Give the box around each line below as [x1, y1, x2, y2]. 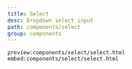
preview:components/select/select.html [7, 49, 126, 56]
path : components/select [7, 23, 81, 30]
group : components [7, 30, 62, 37]
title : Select [7, 10, 50, 18]
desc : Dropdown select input [7, 17, 94, 24]
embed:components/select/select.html [7, 56, 119, 63]
